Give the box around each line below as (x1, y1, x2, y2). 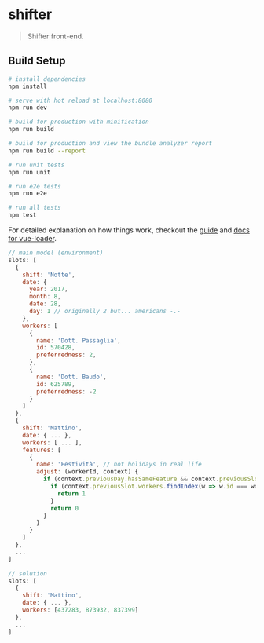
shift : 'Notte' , (22, 271, 76, 279)
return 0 (49, 504, 79, 512)
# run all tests (8, 204, 61, 212)
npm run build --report (8, 147, 86, 155)
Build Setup (8, 54, 66, 68)
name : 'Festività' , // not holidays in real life (36, 461, 202, 469)
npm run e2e (8, 190, 47, 198)
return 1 (57, 489, 86, 498)
